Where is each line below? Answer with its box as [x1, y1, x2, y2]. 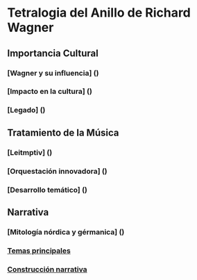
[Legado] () [7, 106, 46, 115]
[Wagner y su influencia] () [7, 68, 99, 78]
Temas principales [7, 245, 71, 255]
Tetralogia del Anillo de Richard [7, 5, 191, 21]
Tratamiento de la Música [7, 126, 119, 138]
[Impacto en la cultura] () [7, 87, 92, 97]
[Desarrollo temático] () [7, 185, 88, 195]
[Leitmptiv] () [7, 147, 53, 157]
